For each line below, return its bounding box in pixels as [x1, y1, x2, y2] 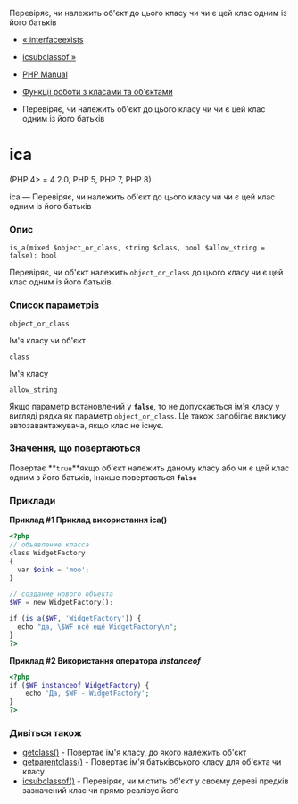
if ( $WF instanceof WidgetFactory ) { [9, 681, 150, 690]
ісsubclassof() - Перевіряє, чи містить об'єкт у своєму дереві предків [21, 775, 289, 786]
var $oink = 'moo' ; [17, 565, 90, 574]
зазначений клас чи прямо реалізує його [21, 785, 179, 796]
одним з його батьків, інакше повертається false [9, 471, 197, 482]
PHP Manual [21, 69, 69, 80]
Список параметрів [9, 299, 100, 311]
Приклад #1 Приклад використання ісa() [9, 514, 168, 526]
